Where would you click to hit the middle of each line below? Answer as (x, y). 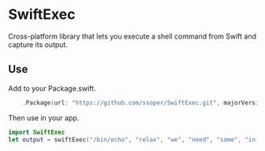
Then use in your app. (44, 118)
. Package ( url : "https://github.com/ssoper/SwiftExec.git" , (121, 103)
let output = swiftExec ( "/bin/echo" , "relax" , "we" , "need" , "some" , (125, 139)
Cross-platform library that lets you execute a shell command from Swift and (132, 36)
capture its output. (38, 44)
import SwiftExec (37, 132)
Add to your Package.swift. (52, 88)
